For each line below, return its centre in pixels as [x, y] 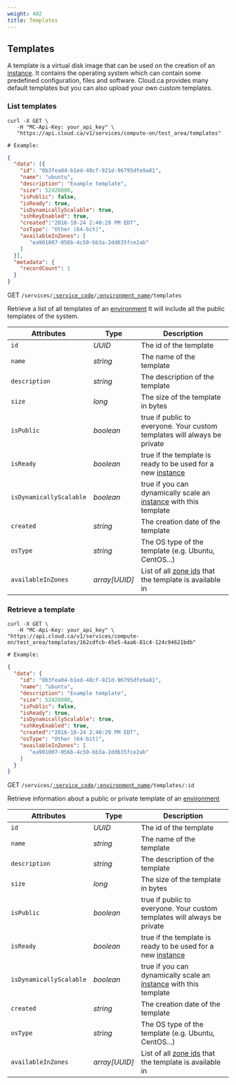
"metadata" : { [34, 262]
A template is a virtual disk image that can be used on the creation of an [111, 66]
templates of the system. [43, 316]
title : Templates [33, 20]
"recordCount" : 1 [45, 269]
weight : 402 [25, 14]
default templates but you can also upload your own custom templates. [110, 88]
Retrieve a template [41, 610]
